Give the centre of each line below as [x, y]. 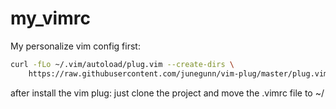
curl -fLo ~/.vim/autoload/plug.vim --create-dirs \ [122, 64]
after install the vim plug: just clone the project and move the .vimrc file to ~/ [167, 93]
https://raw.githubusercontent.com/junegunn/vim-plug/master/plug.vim [178, 73]
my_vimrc [50, 18]
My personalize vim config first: [75, 46]
